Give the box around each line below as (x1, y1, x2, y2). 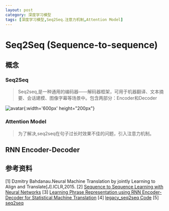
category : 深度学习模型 (5, 12, 51, 17)
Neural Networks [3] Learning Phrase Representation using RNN (5, 189, 141, 195)
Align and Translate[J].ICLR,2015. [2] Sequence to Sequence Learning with (5, 183, 164, 189)
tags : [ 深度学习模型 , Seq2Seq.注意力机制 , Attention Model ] (5, 17, 123, 22)
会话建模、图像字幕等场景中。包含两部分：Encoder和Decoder (27, 95, 157, 101)
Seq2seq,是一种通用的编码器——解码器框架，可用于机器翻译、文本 (17, 89, 160, 95)
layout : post (5, 7, 33, 13)
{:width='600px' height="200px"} (24, 105, 95, 112)
